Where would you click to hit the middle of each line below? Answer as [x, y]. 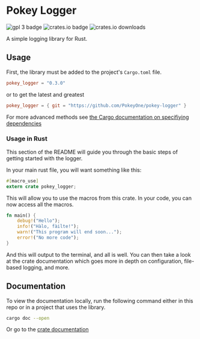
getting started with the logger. [44, 158]
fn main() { [21, 215]
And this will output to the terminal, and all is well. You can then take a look [98, 254]
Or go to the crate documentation [47, 329]
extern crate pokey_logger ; [41, 187]
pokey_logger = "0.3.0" [36, 83]
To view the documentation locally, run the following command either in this [100, 301]
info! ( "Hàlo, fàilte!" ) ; [48, 226]
